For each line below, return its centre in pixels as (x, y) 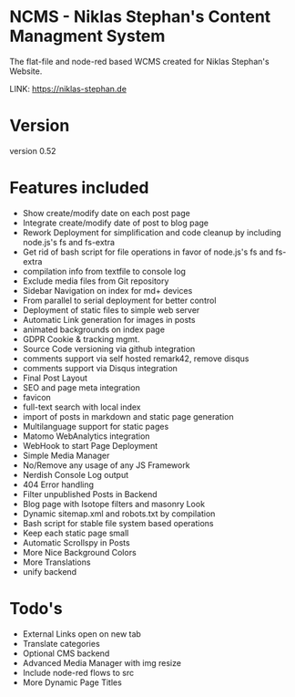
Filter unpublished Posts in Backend (90, 494)
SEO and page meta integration (81, 387)
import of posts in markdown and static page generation (128, 416)
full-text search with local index (81, 407)
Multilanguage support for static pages (96, 426)
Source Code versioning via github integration (109, 348)
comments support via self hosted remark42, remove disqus (136, 359)
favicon (37, 397)
